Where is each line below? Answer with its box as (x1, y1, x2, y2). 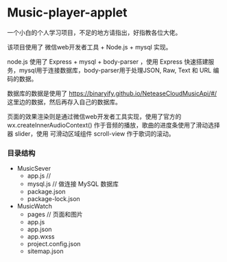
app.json (27, 225, 53, 234)
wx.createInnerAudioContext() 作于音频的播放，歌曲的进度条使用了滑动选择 (7, 121, 221, 129)
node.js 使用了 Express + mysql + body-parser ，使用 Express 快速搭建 (7, 57, 208, 66)
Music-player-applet (7, 5, 128, 21)
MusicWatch (16, 202, 53, 211)
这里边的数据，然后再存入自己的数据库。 (7, 97, 121, 106)
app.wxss (27, 233, 55, 241)
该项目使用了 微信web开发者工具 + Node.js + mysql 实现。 (7, 43, 172, 51)
